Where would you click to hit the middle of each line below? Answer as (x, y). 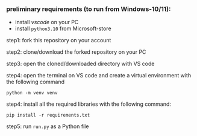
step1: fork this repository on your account (59, 40)
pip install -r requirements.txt (48, 115)
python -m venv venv (32, 93)
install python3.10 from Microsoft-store (63, 28)
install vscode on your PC (47, 22)
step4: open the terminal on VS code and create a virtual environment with (99, 76)
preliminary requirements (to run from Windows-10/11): (89, 9)
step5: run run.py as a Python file (48, 126)
